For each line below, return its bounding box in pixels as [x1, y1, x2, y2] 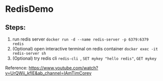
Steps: [5, 23, 26, 32]
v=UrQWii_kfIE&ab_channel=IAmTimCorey [5, 70, 92, 76]
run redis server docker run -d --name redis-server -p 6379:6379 [12, 36, 149, 42]
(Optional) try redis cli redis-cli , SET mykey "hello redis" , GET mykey [12, 55, 157, 61]
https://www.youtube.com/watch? [28, 65, 98, 71]
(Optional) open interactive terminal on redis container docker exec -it [12, 46, 158, 51]
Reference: [5, 65, 28, 71]
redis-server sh [12, 51, 46, 56]
